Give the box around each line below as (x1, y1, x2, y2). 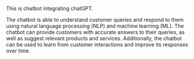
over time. (6, 47, 31, 54)
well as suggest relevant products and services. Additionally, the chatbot (6, 35, 182, 41)
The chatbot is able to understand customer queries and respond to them (6, 16, 184, 23)
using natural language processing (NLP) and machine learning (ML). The (6, 23, 184, 29)
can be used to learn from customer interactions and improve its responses (6, 41, 189, 48)
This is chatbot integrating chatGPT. (6, 5, 93, 12)
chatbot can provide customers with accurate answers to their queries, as (6, 29, 185, 36)
